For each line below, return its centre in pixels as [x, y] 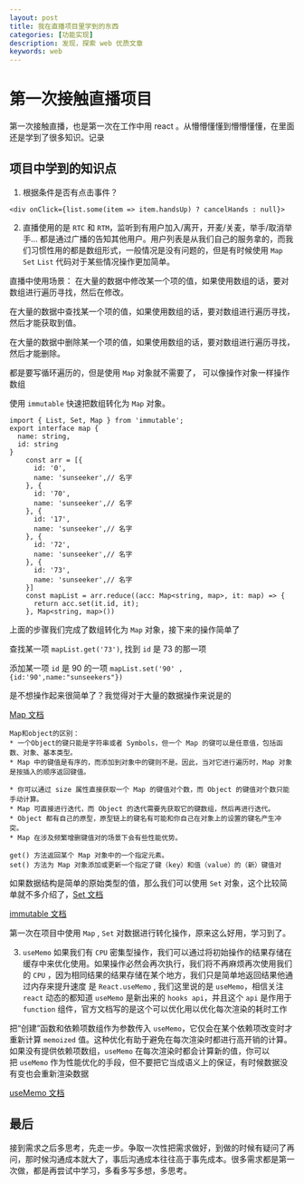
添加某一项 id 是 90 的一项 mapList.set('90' [92, 668]
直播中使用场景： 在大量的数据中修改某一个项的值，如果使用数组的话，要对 [149, 280]
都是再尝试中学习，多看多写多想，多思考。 [112, 1170]
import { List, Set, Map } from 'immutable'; [96, 420]
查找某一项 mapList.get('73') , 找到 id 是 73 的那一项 [108, 649]
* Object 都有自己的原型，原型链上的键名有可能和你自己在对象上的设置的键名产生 [142, 818]
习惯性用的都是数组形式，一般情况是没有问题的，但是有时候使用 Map [157, 250]
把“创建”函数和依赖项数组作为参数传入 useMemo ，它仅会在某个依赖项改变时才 [151, 1028]
